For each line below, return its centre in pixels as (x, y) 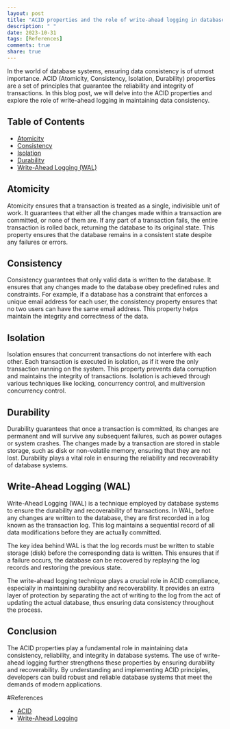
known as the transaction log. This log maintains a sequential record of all (111, 525)
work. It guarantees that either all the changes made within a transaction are (115, 212)
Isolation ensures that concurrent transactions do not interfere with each (109, 354)
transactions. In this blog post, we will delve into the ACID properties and (110, 92)
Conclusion (32, 631)
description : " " (32, 26)
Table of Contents (46, 122)
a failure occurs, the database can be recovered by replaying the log (104, 560)
